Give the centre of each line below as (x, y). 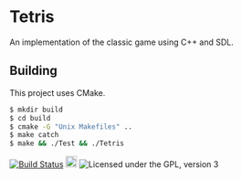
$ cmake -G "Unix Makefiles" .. (71, 126)
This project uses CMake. (58, 92)
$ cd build (30, 118)
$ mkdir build (37, 110)
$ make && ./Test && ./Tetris (67, 143)
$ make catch (34, 135)
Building (33, 71)
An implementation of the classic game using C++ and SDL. (122, 42)
